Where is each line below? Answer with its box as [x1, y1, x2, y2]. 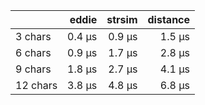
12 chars [15, 79, 58, 92]
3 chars [15, 30, 52, 43]
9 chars [15, 62, 52, 76]
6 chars [15, 46, 52, 59]
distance [147, 13, 191, 26]
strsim [106, 13, 138, 26]
